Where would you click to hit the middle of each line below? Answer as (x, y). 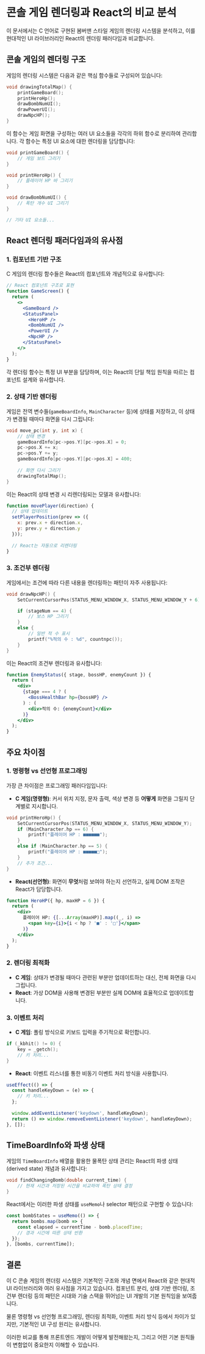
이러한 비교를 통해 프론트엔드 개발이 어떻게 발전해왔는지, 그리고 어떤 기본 (92, 1337)
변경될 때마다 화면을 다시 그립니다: (53, 419)
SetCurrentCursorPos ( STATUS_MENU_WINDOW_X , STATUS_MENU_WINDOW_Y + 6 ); (110, 600)
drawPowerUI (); (37, 110)
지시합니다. (45, 806)
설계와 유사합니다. (44, 379)
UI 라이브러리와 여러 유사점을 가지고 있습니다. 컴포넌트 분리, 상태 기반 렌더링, (98, 1289)
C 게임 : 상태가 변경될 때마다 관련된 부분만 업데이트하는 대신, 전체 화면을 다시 (106, 977)
